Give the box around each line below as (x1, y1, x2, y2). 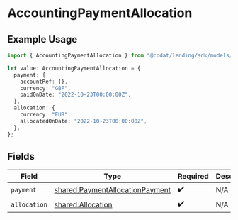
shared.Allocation (54, 199, 113, 209)
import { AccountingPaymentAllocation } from (7, 52, 144, 59)
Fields (7, 150, 35, 163)
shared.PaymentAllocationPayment (54, 185, 171, 194)
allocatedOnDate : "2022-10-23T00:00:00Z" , (20, 117, 147, 125)
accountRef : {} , (20, 78, 69, 85)
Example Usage (7, 33, 78, 45)
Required (177, 172, 209, 182)
